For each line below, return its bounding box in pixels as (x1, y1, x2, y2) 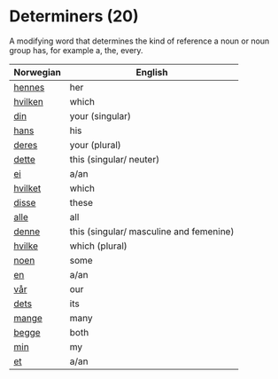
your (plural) (69, 138, 121, 151)
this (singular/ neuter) (69, 153, 160, 165)
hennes (13, 81, 45, 93)
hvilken (13, 95, 44, 107)
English (135, 66, 168, 78)
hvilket (13, 182, 42, 194)
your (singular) (69, 109, 131, 122)
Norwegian (13, 66, 62, 78)
